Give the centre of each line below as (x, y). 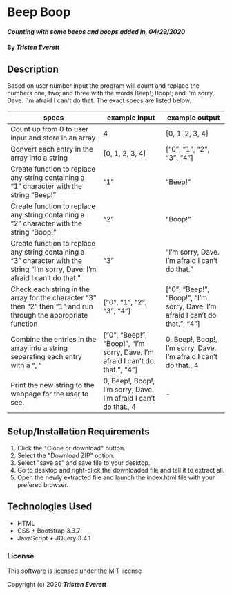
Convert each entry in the (52, 149)
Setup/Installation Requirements (78, 431)
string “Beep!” (33, 195)
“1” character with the (47, 186)
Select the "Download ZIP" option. (66, 455)
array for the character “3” (54, 298)
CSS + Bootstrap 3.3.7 (49, 531)
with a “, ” (26, 365)
